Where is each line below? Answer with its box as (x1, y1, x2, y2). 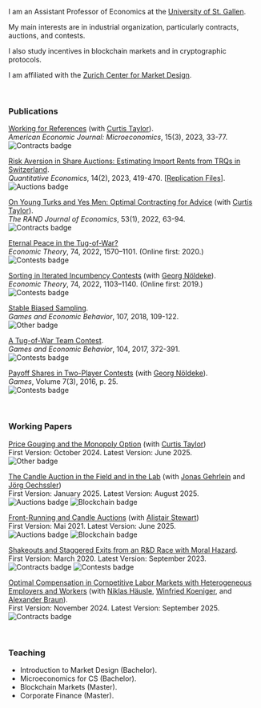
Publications (8, 106, 58, 117)
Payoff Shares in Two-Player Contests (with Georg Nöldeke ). (8, 368, 208, 378)
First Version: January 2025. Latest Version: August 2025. (8, 488, 199, 498)
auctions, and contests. (8, 31, 86, 40)
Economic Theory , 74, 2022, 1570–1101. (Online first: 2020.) (8, 247, 204, 257)
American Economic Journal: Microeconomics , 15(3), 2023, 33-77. (8, 132, 228, 142)
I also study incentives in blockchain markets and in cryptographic (8, 46, 227, 55)
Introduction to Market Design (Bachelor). (19, 665, 158, 674)
